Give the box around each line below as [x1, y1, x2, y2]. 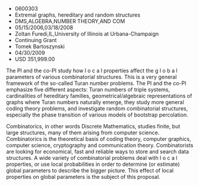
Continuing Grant [14, 37, 57, 43]
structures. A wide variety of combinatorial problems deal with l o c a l [6, 155, 178, 161]
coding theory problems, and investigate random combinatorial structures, [6, 105, 188, 112]
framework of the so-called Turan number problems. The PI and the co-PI [6, 80, 187, 87]
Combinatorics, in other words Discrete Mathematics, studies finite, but [6, 123, 181, 130]
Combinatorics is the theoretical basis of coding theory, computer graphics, [6, 135, 191, 142]
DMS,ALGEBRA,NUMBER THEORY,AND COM [14, 18, 125, 24]
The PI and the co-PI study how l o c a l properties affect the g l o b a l [6, 67, 178, 74]
